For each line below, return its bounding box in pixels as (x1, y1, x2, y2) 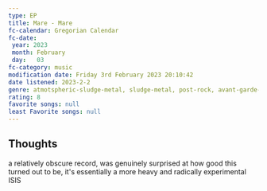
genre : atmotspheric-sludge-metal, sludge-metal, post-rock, (8, 85, 215, 94)
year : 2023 (11, 41, 48, 49)
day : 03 (11, 57, 44, 64)
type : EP (8, 11, 37, 20)
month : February (11, 49, 66, 57)
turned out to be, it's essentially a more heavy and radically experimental (8, 166, 246, 176)
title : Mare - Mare (8, 19, 73, 27)
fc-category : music (8, 64, 73, 72)
